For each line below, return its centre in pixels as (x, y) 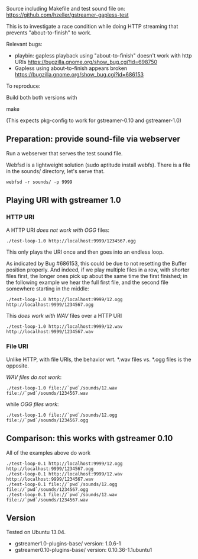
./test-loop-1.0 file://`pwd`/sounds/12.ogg (62, 415)
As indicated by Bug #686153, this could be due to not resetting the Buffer (97, 263)
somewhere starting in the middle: (48, 288)
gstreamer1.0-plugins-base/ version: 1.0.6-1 (68, 544)
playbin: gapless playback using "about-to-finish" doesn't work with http (103, 55)
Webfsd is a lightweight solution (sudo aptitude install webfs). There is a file (98, 165)
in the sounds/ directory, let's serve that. (56, 171)
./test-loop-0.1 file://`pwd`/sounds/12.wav (62, 494)
